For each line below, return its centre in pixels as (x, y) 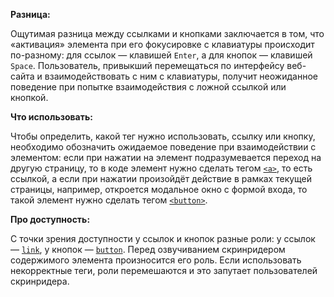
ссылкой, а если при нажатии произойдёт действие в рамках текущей (161, 178)
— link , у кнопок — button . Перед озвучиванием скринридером (148, 249)
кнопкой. (29, 97)
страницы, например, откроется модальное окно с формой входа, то (159, 189)
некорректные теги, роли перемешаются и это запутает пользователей (164, 270)
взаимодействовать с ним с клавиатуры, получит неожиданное (181, 76)
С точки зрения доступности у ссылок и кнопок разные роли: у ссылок (163, 238)
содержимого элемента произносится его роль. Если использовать (156, 260)
